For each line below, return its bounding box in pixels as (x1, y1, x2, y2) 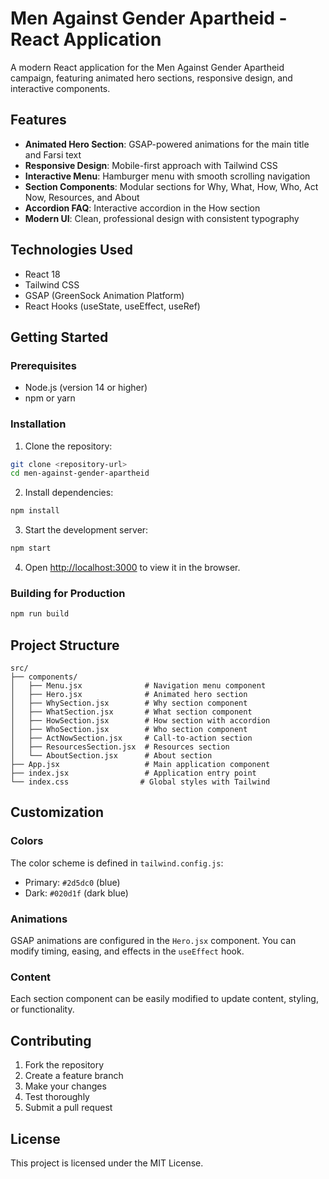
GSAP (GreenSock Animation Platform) (24, 289, 185, 301)
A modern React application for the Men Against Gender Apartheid (10, 61, 285, 73)
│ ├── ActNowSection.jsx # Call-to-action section (10, 733, 253, 744)
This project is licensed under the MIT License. (10, 1157, 204, 1169)
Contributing (10, 1032, 92, 1049)
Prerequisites (10, 358, 77, 372)
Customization (10, 804, 105, 821)
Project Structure (10, 637, 120, 654)
